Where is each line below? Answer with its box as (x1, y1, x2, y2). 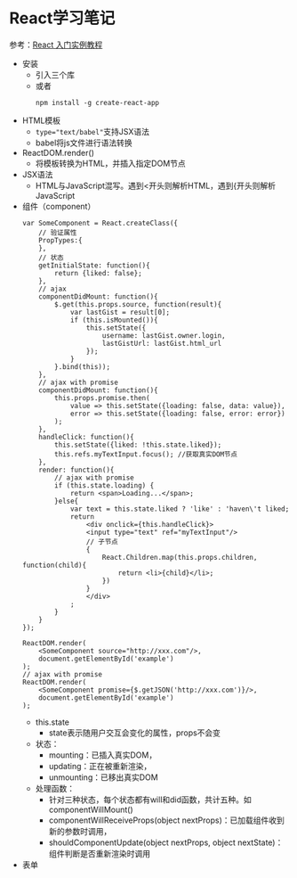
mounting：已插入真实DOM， (48, 750, 157, 760)
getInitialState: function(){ (38, 260, 150, 270)
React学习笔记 (9, 8, 116, 29)
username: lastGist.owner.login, (101, 331, 226, 340)
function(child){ (21, 561, 87, 570)
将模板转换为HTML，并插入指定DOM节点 (35, 158, 187, 168)
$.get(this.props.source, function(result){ (54, 300, 222, 308)
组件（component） (21, 201, 96, 211)
